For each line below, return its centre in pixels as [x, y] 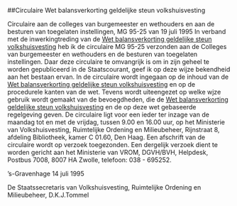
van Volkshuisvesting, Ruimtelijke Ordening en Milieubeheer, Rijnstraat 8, [114, 130]
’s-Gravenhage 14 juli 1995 [46, 174]
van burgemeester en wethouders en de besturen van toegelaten [103, 54]
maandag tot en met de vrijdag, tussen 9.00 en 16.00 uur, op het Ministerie [116, 122]
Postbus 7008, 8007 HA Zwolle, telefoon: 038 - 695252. [89, 160]
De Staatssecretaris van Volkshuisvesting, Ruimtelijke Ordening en [104, 187]
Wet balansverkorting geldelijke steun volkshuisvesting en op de [101, 84]
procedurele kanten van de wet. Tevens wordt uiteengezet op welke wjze [114, 92]
